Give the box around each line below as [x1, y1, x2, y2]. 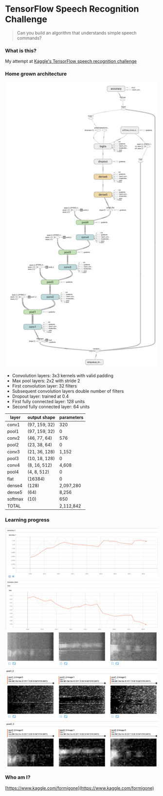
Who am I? [5, 774, 31, 781]
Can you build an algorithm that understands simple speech [17, 30, 137, 36]
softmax [7, 496, 23, 502]
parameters [59, 414, 84, 420]
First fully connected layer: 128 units [12, 398, 85, 404]
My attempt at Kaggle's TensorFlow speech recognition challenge [5, 58, 137, 64]
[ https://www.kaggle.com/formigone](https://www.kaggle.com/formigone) [5, 785, 154, 791]
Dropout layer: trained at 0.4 [12, 393, 69, 399]
